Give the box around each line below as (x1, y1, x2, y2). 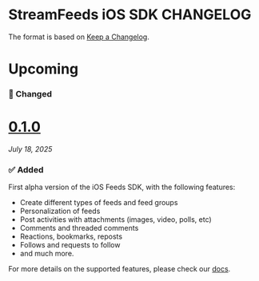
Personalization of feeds (19, 206, 101, 216)
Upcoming (8, 60, 79, 78)
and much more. (19, 249, 74, 259)
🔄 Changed (8, 89, 52, 100)
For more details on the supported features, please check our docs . (8, 264, 231, 274)
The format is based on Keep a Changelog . (8, 32, 149, 42)
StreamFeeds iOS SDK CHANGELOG (8, 6, 252, 24)
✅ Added (8, 164, 44, 175)
